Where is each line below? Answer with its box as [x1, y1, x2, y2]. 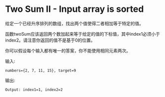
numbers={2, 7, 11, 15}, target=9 [5, 68, 77, 73]
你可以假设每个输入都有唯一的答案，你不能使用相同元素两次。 [5, 48, 131, 53]
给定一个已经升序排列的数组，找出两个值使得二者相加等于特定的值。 [5, 20, 144, 26]
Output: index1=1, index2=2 [5, 87, 63, 92]
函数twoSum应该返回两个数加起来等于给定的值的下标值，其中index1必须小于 [5, 31, 161, 37]
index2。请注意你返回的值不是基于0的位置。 [5, 37, 95, 43]
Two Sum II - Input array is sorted [5, 3, 144, 15]
